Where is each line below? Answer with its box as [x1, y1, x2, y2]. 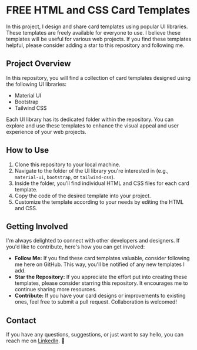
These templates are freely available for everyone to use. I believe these [6, 29, 181, 36]
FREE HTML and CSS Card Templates [6, 4, 191, 17]
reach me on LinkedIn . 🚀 [6, 337, 65, 344]
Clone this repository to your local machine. [14, 161, 121, 168]
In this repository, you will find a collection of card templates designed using [6, 74, 191, 81]
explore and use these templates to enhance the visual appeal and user [6, 122, 179, 129]
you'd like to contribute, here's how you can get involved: [6, 243, 145, 250]
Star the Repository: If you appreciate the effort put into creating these [14, 274, 188, 281]
